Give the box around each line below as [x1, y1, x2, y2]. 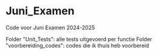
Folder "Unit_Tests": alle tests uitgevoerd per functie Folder [5, 35, 153, 42]
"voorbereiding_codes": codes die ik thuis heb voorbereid [5, 42, 150, 49]
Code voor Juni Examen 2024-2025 [5, 24, 95, 31]
